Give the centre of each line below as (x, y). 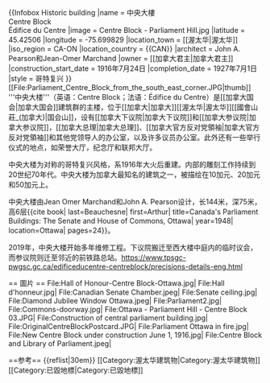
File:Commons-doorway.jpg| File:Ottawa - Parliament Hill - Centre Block (128, 309)
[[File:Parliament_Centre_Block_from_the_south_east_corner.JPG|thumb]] (130, 87)
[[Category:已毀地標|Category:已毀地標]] (76, 370)
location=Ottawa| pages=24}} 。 (62, 230)
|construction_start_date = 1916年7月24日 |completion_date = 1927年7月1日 (133, 68)
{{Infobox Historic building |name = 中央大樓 (82, 12)
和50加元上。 (31, 185)
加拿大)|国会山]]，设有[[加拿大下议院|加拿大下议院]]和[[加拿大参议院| (135, 117)
